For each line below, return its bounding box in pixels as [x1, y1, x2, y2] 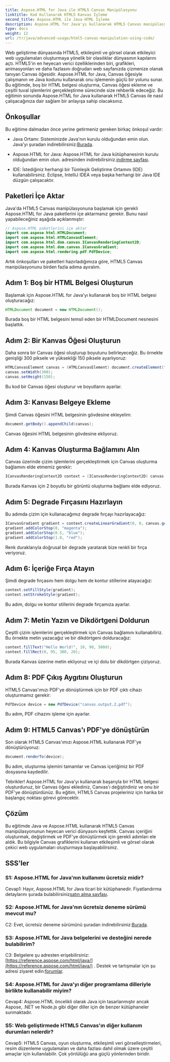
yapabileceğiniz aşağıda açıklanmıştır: [5, 216, 84, 222]
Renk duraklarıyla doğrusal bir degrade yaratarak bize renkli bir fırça [5, 544, 147, 550]
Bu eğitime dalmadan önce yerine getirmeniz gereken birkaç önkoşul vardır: [5, 126, 163, 132]
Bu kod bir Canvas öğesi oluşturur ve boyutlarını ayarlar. [5, 383, 122, 389]
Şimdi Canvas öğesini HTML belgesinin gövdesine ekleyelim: [5, 411, 132, 418]
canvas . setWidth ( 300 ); [5, 370, 53, 375]
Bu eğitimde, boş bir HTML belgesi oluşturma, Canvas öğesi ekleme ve [5, 82, 153, 88]
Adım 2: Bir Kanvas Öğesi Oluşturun [5, 336, 121, 345]
